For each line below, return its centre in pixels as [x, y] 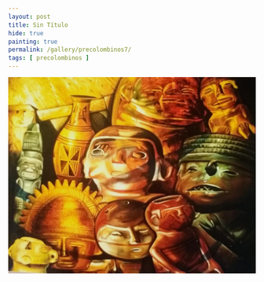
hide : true [26, 33]
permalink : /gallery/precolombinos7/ [70, 50]
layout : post [29, 16]
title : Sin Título [38, 25]
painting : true [33, 42]
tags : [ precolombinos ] [49, 58]
